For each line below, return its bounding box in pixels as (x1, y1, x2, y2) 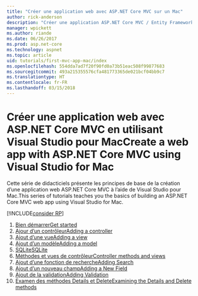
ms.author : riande (6, 31, 52, 36)
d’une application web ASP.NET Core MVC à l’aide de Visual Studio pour (6, 186, 182, 193)
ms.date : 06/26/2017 (6, 36, 58, 42)
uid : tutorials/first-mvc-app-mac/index (6, 58, 108, 63)
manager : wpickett (6, 25, 52, 31)
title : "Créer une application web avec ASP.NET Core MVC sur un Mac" (6, 8, 183, 15)
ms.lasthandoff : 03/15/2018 (6, 85, 76, 91)
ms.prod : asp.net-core (6, 42, 62, 48)
